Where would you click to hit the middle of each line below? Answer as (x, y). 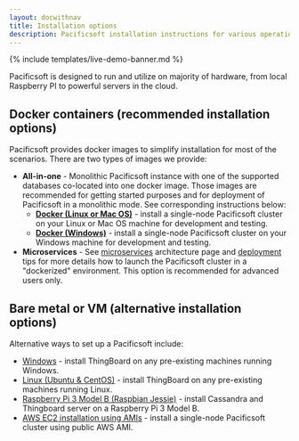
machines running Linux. (67, 389)
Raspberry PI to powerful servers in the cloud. (93, 86)
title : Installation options (63, 26)
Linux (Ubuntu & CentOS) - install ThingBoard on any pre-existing (142, 380)
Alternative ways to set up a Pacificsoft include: (97, 343)
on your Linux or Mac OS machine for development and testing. (152, 224)
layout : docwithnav (45, 17)
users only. (42, 281)
